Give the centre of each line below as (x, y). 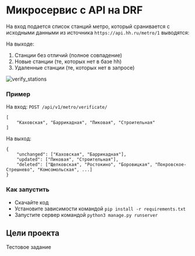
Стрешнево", (20, 170)
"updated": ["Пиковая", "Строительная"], (67, 160)
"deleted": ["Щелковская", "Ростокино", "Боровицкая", (85, 165)
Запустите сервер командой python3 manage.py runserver (86, 215)
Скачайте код (32, 202)
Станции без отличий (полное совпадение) (68, 55)
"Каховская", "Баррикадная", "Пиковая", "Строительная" (86, 123)
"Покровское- (171, 165)
